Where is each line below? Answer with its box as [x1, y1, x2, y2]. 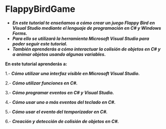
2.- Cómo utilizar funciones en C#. [5, 80, 78, 86]
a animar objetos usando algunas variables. [12, 51, 106, 57]
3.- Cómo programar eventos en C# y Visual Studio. [5, 89, 114, 95]
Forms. [12, 30, 28, 36]
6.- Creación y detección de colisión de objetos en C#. [5, 118, 119, 124]
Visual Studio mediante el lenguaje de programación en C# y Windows [12, 25, 162, 31]
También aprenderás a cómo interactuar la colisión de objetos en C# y [12, 46, 161, 52]
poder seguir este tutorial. [12, 41, 68, 46]
